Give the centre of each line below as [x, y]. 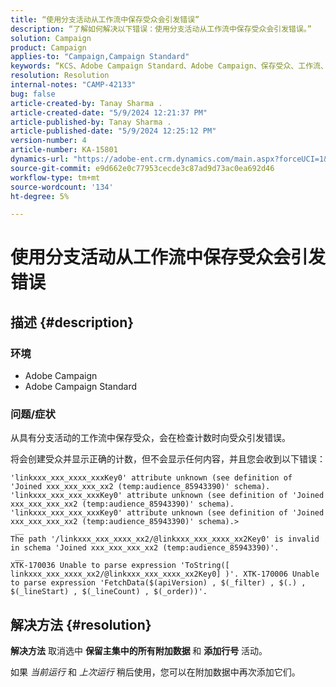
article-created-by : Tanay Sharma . [86, 103]
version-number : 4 [48, 141]
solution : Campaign [51, 38]
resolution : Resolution [60, 76]
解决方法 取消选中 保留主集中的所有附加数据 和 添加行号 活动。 [139, 651]
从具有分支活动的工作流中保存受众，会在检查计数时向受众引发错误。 [150, 438]
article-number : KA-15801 [64, 150]
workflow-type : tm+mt [55, 177]
